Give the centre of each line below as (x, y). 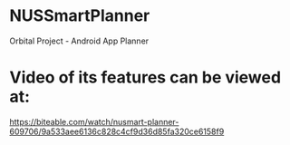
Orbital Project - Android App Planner (79, 41)
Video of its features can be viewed (145, 77)
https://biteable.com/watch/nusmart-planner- (94, 121)
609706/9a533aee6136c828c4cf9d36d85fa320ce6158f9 (117, 131)
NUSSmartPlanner (80, 16)
